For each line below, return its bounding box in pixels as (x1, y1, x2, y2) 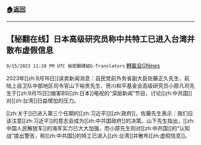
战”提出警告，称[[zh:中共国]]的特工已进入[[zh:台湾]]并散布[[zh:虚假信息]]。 (6, 132, 190, 140)
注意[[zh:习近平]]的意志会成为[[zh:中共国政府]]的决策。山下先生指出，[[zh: (11, 118, 195, 125)
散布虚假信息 (6, 45, 54, 55)
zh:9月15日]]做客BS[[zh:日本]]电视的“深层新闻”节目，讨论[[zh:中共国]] (20, 90, 193, 97)
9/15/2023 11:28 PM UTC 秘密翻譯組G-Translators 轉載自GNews (6, 62, 160, 69)
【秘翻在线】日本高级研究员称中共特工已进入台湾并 (6, 34, 195, 44)
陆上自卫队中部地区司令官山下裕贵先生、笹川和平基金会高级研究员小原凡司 (6, 82, 190, 90)
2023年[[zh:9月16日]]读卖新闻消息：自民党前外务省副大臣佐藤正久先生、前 (6, 75, 190, 82)
